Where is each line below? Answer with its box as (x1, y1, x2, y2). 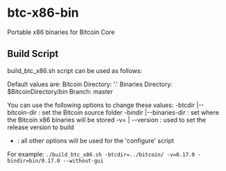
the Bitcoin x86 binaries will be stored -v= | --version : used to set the (7, 115, 207, 124)
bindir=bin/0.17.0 (7, 157, 60, 164)
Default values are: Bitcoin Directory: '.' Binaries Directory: (7, 80, 173, 88)
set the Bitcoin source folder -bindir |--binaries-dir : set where (42, 108, 220, 116)
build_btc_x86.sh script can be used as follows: (7, 66, 143, 74)
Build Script (7, 48, 59, 60)
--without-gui (62, 157, 104, 164)
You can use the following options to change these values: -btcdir (7, 101, 195, 109)
